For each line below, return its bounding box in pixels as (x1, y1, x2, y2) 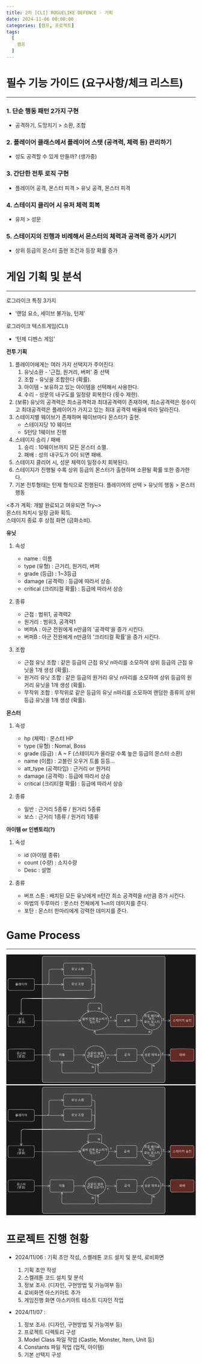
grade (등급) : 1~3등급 (23, 570, 77, 577)
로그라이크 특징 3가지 (6, 297, 57, 304)
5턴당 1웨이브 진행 (23, 429, 67, 436)
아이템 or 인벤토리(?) (6, 826, 55, 833)
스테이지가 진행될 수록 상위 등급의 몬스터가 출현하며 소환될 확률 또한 (14, 467, 174, 474)
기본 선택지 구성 (23, 1351, 61, 1359)
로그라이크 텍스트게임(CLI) (6, 323, 69, 330)
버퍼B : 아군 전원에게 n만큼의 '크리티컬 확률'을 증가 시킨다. (23, 633, 161, 640)
